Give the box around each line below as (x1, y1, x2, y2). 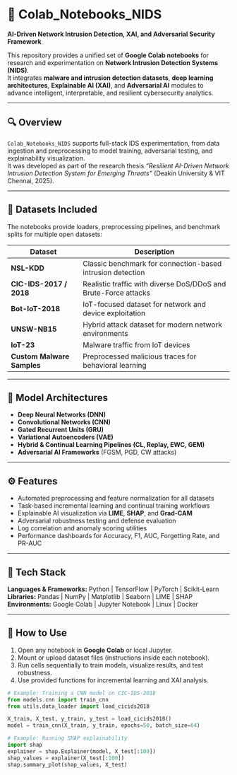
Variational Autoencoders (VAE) (17, 433, 114, 441)
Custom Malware (11, 351, 70, 361)
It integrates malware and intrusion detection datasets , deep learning (7, 74, 214, 82)
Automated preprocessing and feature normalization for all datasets (17, 494, 214, 503)
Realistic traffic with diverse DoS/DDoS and (83, 279, 226, 289)
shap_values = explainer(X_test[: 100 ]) (7, 754, 125, 762)
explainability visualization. (7, 153, 86, 162)
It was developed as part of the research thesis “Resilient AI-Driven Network (7, 161, 229, 170)
